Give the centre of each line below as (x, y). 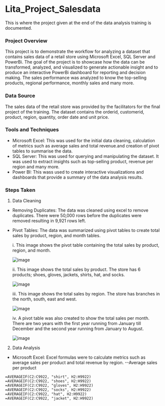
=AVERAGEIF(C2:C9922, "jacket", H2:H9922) (49, 399)
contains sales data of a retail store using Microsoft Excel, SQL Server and (80, 57)
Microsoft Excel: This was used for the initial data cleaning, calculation (83, 140)
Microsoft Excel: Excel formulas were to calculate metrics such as (79, 357)
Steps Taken (20, 190)
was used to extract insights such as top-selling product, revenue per (83, 161)
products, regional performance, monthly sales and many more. (70, 83)
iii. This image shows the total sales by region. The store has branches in (86, 294)
